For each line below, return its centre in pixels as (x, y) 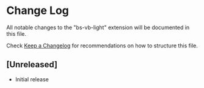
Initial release (32, 79)
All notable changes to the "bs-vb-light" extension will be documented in (98, 27)
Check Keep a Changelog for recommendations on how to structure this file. (102, 46)
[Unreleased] (32, 65)
